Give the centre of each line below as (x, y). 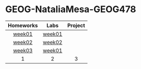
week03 (23, 50)
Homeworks (23, 25)
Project (76, 25)
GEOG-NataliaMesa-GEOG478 (71, 9)
